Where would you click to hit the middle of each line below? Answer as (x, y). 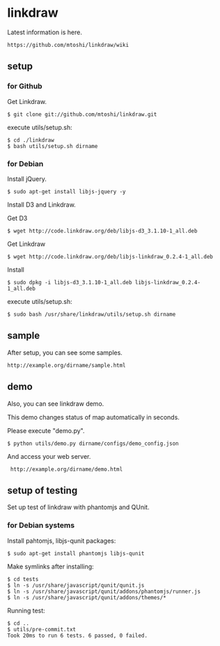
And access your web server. (49, 456)
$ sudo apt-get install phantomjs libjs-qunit (76, 553)
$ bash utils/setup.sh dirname (53, 146)
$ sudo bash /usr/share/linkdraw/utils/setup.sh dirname (92, 314)
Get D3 (17, 218)
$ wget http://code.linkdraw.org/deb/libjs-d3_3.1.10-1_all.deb (102, 231)
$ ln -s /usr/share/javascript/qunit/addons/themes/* (87, 597)
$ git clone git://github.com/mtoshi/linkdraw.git (82, 114)
